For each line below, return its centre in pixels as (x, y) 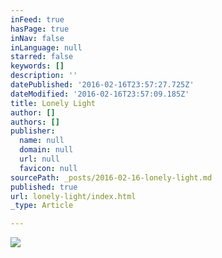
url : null (39, 159)
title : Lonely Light (53, 103)
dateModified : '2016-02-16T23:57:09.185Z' (100, 94)
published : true (44, 187)
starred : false (42, 57)
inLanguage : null (46, 47)
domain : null (46, 150)
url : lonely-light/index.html (73, 196)
